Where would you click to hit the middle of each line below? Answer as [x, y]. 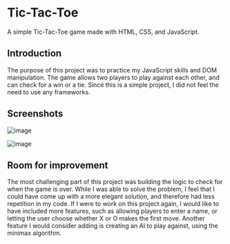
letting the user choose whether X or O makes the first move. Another [106, 218]
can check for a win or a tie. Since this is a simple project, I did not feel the [113, 85]
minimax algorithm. [35, 233]
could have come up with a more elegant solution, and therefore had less [111, 196]
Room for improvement [58, 165]
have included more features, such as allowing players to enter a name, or [112, 211]
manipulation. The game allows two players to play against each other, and [113, 77]
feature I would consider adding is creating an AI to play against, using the [113, 226]
